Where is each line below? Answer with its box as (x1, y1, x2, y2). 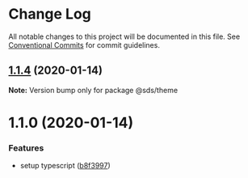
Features (8, 142, 44, 154)
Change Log (8, 5, 91, 23)
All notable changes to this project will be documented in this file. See (8, 32, 241, 41)
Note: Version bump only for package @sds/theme (8, 85, 179, 95)
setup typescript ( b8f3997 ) (19, 161, 111, 171)
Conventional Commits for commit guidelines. (8, 40, 160, 49)
